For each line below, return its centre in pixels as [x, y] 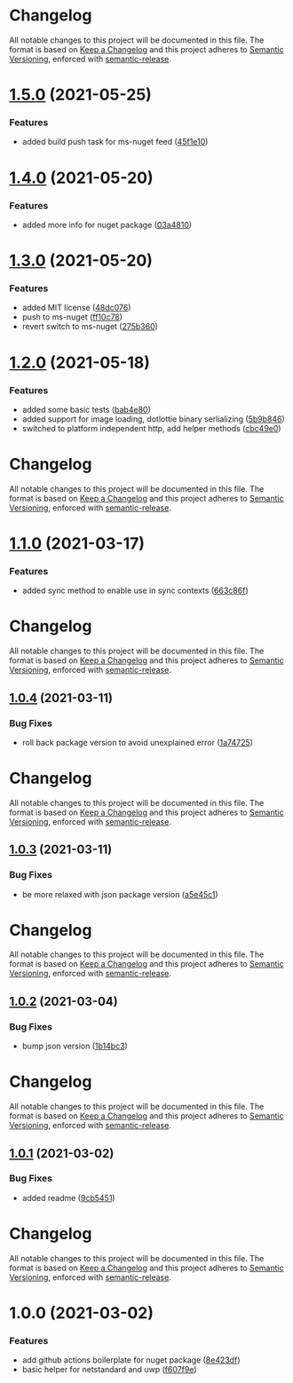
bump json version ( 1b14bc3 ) [75, 1046]
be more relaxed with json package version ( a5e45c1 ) [120, 894]
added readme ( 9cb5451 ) [68, 1197]
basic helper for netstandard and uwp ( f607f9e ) [109, 1370]
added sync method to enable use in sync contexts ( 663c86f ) [135, 590]
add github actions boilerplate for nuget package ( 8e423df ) [131, 1360]
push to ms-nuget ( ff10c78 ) [72, 317]
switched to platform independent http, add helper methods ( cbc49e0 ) [151, 428]
